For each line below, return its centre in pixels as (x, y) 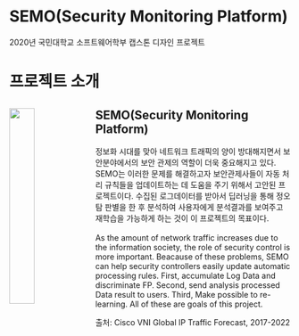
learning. (111, 304)
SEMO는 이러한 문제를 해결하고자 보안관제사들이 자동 (188, 173)
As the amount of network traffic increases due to (187, 237)
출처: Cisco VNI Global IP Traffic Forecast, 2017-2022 (193, 322)
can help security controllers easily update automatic (193, 266)
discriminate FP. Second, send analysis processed (188, 285)
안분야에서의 (117, 162)
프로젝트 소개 (54, 82)
